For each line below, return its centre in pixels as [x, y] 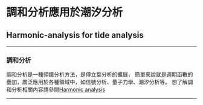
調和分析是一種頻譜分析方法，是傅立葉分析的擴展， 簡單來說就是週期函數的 [100, 75]
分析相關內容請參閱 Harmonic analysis [58, 90]
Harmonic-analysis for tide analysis [75, 35]
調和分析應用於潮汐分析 [65, 12]
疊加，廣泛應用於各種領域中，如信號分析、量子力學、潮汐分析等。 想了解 [97, 82]
